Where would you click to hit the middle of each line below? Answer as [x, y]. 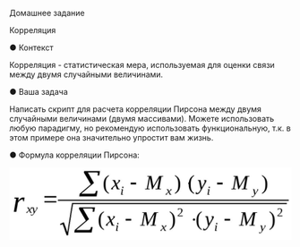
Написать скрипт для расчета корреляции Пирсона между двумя [136, 109]
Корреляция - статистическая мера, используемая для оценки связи [142, 65]
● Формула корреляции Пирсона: [75, 155]
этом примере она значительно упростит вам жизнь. [111, 137]
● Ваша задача [39, 92]
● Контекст [31, 47]
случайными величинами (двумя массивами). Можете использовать [142, 119]
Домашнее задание [47, 13]
